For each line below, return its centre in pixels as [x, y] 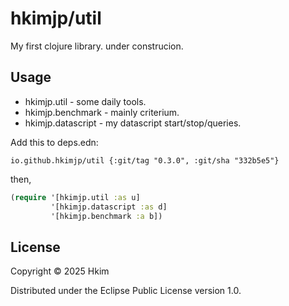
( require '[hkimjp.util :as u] [75, 197]
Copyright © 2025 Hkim [60, 271]
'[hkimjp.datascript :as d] [109, 207]
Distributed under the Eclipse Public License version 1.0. [126, 291]
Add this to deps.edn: [54, 142]
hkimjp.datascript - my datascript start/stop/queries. [133, 123]
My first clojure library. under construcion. [97, 46]
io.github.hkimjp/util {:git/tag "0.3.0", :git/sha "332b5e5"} [145, 160]
